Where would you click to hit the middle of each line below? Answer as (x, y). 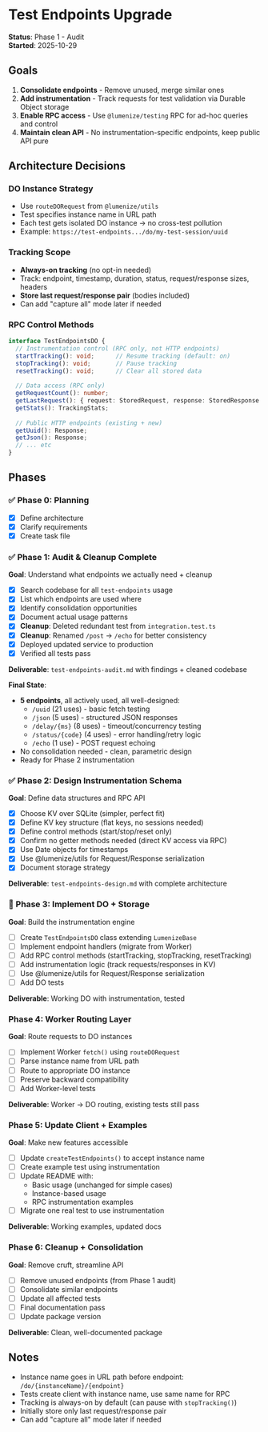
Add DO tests (42, 982)
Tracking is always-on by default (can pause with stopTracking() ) (128, 1402)
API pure (34, 141)
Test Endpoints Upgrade (90, 15)
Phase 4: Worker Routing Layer (70, 1019)
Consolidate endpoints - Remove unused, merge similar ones (122, 90)
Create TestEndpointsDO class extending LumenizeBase (108, 937)
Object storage (44, 106)
